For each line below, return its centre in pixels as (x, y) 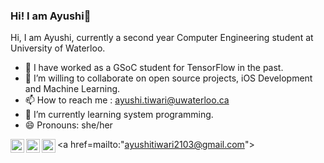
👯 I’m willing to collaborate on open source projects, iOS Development (168, 78)
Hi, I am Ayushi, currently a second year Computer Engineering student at (162, 38)
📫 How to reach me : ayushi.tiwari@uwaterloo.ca (127, 100)
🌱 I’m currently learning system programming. (119, 115)
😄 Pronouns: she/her (68, 125)
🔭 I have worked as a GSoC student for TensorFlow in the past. (154, 68)
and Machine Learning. (72, 89)
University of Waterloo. (58, 48)
